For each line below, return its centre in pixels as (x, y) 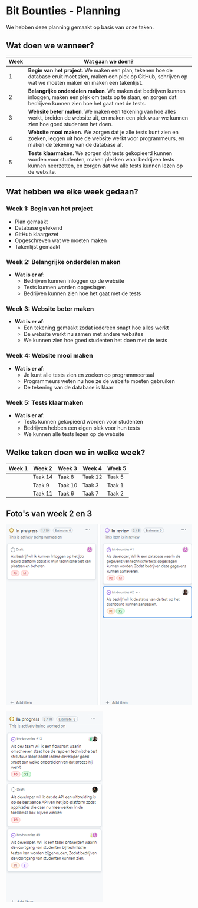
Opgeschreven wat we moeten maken (61, 240)
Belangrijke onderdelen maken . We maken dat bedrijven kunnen (107, 91)
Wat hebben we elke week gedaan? (72, 192)
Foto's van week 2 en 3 (49, 514)
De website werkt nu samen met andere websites (83, 334)
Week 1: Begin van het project (49, 209)
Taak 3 (90, 485)
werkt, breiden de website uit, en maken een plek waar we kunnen (108, 118)
